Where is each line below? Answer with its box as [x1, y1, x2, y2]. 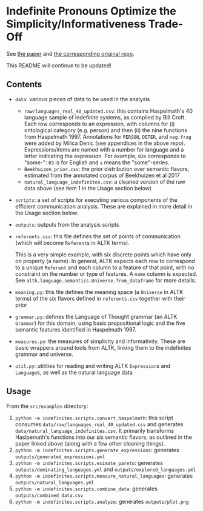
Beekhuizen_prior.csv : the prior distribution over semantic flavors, [24, 165, 190, 172]
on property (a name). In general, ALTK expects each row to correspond [15, 257, 195, 264]
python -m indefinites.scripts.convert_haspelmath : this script [15, 414, 174, 421]
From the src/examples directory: [6, 402, 88, 410]
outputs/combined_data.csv [15, 492, 84, 498]
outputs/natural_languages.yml [15, 479, 95, 486]
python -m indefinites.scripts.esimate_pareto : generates [15, 459, 164, 466]
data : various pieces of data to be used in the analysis [15, 95, 150, 102]
